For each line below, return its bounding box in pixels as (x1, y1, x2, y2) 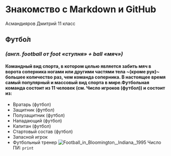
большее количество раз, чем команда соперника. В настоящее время (5, 74, 166, 80)
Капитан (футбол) (12, 123, 51, 129)
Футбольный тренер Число (12, 139, 162, 146)
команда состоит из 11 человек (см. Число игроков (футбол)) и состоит (5, 85, 165, 91)
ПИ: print (12, 145, 34, 151)
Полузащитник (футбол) (12, 112, 65, 118)
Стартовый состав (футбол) (12, 128, 73, 135)
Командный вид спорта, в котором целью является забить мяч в (5, 63, 152, 69)
